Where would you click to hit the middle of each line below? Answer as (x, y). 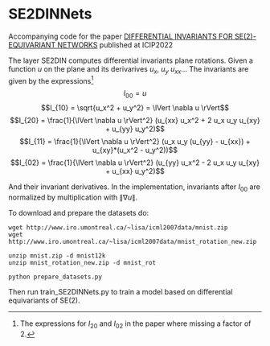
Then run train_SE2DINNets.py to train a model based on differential (121, 291)
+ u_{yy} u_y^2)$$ (135, 129)
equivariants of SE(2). (44, 300)
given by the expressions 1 (51, 80)
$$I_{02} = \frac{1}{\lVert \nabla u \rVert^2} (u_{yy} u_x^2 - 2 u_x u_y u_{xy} (135, 163)
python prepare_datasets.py (55, 277)
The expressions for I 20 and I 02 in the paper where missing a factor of (135, 324)
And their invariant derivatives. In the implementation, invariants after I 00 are (135, 187)
